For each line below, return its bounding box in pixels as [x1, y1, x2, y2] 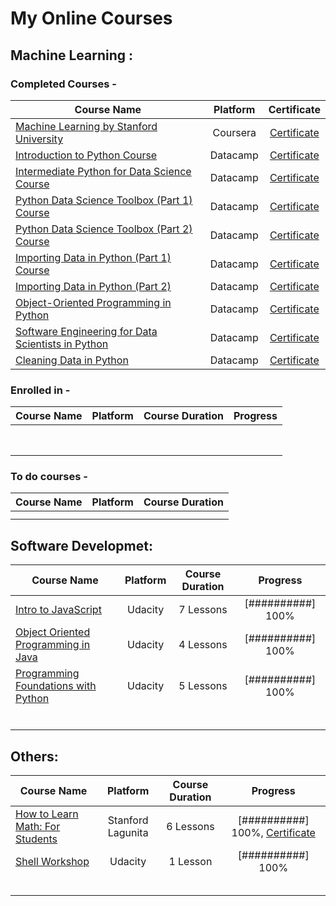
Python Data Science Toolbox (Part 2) [15, 222, 193, 236]
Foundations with [15, 679, 97, 693]
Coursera [212, 125, 257, 139]
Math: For [15, 820, 61, 834]
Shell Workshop [15, 855, 90, 869]
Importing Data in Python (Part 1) [15, 250, 172, 264]
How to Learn [15, 807, 79, 821]
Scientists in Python [15, 337, 109, 351]
